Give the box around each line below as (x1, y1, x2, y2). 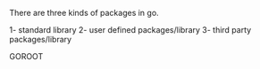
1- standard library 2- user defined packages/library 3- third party (9, 25, 252, 34)
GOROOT (9, 51, 44, 61)
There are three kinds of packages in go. (9, 8, 159, 18)
